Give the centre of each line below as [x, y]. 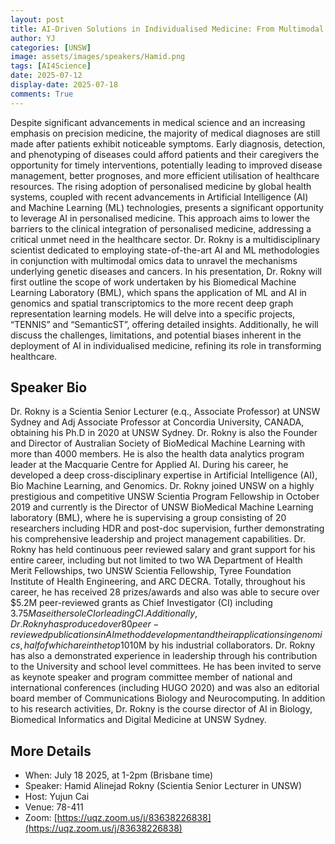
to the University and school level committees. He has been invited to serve [166, 667]
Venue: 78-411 [54, 807]
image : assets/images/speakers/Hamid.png [98, 57]
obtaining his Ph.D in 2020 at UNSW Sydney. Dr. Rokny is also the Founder [164, 433]
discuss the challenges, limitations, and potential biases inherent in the [156, 335]
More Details [51, 751]
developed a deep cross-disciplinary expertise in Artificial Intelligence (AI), [164, 475]
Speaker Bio [49, 387]
